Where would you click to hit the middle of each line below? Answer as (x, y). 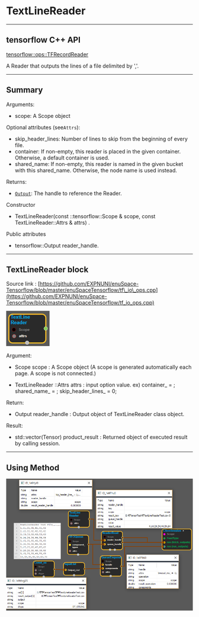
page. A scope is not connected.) (55, 373)
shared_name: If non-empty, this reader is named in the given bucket (99, 164)
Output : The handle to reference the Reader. (68, 193)
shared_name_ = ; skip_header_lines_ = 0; (66, 391)
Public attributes (26, 234)
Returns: (17, 181)
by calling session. (37, 443)
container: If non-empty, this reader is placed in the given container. (98, 151)
